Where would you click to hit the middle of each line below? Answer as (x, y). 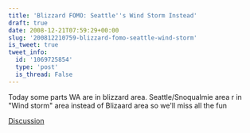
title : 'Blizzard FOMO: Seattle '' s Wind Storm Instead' (103, 15)
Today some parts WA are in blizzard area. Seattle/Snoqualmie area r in (125, 97)
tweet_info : (28, 52)
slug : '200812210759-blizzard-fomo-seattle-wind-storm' (103, 38)
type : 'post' (37, 67)
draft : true (28, 23)
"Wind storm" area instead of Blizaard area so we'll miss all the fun (117, 105)
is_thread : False (44, 74)
